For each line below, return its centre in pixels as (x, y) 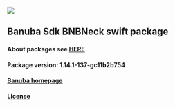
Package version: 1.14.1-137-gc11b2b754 (66, 64)
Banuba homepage (35, 81)
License (19, 96)
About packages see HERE (46, 49)
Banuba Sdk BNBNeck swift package (88, 32)
